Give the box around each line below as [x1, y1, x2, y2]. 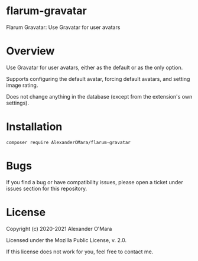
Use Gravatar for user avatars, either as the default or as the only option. [6, 64, 183, 71]
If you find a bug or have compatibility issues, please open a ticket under [6, 178, 183, 185]
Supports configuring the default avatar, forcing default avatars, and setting [6, 75, 190, 82]
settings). [6, 99, 30, 106]
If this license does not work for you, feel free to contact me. [6, 248, 154, 255]
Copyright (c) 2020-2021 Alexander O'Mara [6, 225, 112, 232]
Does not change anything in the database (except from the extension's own [6, 93, 193, 100]
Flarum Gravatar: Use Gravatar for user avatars [6, 24, 121, 31]
